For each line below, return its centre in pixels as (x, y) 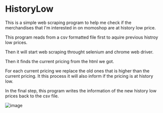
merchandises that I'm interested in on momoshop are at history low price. (81, 27)
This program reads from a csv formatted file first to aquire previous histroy (82, 37)
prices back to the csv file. (32, 96)
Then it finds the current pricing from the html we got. (60, 61)
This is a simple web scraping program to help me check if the (68, 23)
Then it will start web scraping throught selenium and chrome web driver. (79, 52)
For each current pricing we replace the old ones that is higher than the (77, 71)
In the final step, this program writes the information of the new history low (81, 90)
